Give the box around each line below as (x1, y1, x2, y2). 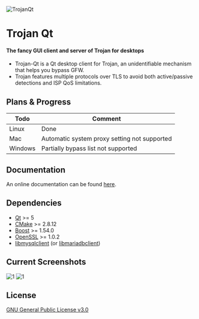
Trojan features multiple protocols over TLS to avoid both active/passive (14, 73, 193, 81)
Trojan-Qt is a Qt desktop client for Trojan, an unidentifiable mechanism (14, 60, 192, 67)
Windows (9, 144, 36, 153)
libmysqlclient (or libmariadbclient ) (14, 239, 101, 246)
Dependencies (6, 198, 62, 208)
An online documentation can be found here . (6, 181, 117, 188)
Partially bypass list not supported (41, 144, 137, 153)
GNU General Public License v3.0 (6, 306, 89, 314)
